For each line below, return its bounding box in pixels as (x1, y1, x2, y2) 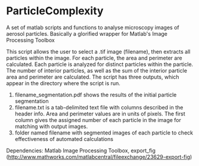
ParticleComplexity (6, 4, 104, 18)
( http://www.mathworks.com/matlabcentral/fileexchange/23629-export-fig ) (6, 153, 192, 160)
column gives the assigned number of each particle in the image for (14, 116, 182, 123)
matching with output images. (14, 123, 88, 130)
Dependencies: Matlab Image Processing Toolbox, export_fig (6, 147, 156, 154)
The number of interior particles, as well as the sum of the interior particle (6, 67, 188, 74)
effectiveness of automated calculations (14, 135, 114, 142)
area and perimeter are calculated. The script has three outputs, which (6, 73, 180, 80)
